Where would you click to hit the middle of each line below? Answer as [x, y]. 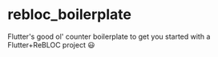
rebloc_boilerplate [69, 15]
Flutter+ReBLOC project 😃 [51, 44]
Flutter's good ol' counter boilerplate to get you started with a [109, 36]
